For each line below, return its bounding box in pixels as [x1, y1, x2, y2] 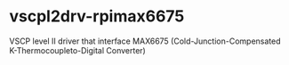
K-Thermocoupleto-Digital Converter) [9, 45, 147, 55]
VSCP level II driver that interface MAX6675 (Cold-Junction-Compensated [9, 36, 282, 46]
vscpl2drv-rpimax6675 [9, 6, 185, 27]
